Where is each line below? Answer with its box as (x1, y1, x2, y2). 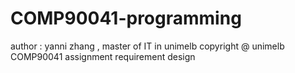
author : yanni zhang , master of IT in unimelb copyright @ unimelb (10, 40, 285, 52)
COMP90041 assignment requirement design (10, 50, 196, 62)
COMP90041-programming (10, 7, 242, 30)
